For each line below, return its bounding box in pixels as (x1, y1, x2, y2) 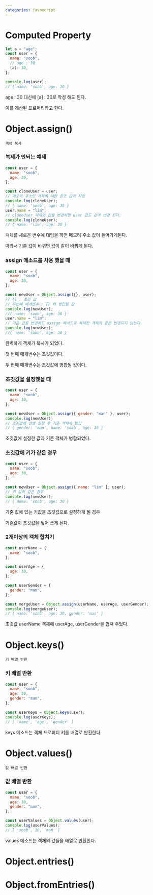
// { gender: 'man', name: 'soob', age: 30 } (5, 425, 103, 430)
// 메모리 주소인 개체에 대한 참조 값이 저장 (5, 193, 85, 199)
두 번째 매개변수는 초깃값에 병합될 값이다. (5, 361, 87, 368)
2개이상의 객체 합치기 (5, 534, 54, 541)
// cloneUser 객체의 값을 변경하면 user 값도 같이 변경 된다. (5, 212, 121, 217)
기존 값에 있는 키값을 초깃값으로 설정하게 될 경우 (5, 509, 101, 515)
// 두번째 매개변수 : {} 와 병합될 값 (5, 302, 75, 307)
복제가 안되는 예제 (5, 154, 47, 161)
